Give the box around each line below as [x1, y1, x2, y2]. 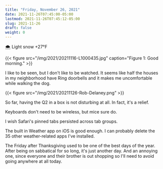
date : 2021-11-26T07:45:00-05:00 [5, 12, 74, 17]
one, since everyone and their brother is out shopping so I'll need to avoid [5, 153, 155, 159]
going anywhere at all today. [5, 158, 62, 164]
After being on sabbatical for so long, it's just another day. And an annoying [5, 148, 158, 154]
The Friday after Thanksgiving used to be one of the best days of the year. [5, 143, 156, 148]
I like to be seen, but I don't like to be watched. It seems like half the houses [5, 70, 159, 76]
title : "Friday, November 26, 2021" [5, 7, 80, 12]
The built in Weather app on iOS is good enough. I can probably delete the [5, 128, 156, 134]
